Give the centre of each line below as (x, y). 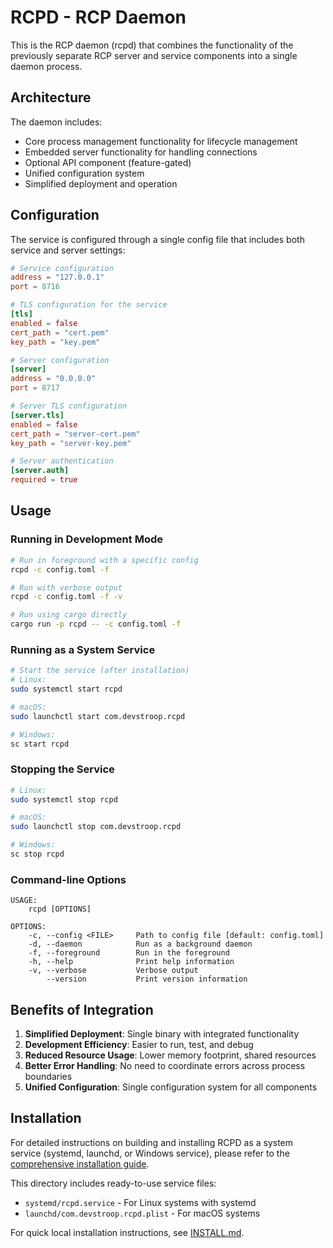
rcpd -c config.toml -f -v (66, 597)
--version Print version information (147, 979)
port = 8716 (35, 287)
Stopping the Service (62, 769)
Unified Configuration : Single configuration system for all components (171, 1087)
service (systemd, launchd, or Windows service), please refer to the (150, 1153)
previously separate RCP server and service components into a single (154, 55)
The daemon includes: (56, 122)
